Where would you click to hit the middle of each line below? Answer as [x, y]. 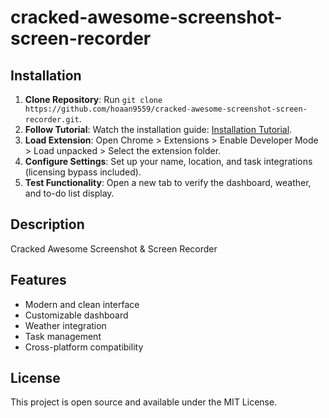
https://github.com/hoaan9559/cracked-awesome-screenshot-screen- [166, 109]
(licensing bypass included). [83, 172]
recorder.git [52, 120]
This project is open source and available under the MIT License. [144, 402]
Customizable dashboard [76, 315]
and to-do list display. [69, 193]
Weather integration [65, 325]
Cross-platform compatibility [84, 347]
